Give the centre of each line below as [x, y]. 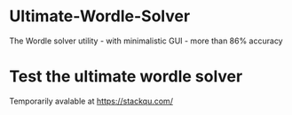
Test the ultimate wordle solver [126, 77]
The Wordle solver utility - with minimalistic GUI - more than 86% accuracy [146, 41]
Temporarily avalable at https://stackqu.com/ [91, 101]
